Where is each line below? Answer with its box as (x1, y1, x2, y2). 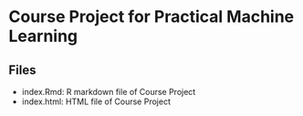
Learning (8, 26, 78, 47)
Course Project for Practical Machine (8, 6, 295, 27)
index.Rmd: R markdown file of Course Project (21, 87, 196, 97)
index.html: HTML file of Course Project (21, 96, 171, 107)
